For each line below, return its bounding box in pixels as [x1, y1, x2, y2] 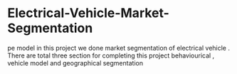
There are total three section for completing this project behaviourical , [7, 51, 215, 60]
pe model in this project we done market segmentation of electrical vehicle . [7, 43, 230, 52]
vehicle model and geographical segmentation [7, 58, 144, 67]
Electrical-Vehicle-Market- [7, 5, 169, 21]
